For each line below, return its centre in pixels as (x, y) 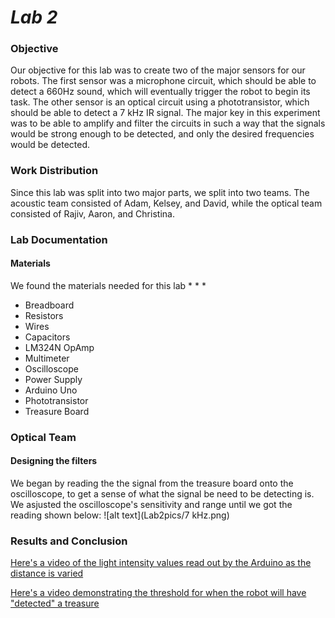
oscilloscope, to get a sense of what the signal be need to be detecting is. (162, 494)
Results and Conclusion (69, 541)
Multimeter (47, 358)
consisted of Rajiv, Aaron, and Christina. (92, 213)
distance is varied (47, 573)
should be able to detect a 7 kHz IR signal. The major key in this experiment (165, 113)
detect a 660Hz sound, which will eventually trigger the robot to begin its (160, 92)
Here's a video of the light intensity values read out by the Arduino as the (161, 563)
